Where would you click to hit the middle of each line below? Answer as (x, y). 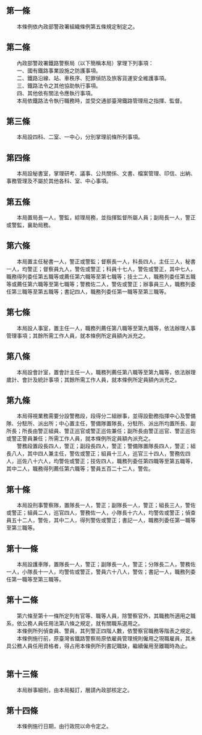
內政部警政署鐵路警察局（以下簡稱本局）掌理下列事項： (85, 63)
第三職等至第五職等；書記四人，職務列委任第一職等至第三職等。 (90, 292)
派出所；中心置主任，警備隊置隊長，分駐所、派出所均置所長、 (114, 424)
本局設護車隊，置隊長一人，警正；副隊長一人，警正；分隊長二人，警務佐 (106, 564)
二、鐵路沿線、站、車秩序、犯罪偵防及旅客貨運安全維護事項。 (93, 78)
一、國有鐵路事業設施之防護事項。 (59, 70)
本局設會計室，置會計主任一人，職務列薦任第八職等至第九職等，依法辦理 (106, 372)
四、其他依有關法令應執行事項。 (56, 93)
